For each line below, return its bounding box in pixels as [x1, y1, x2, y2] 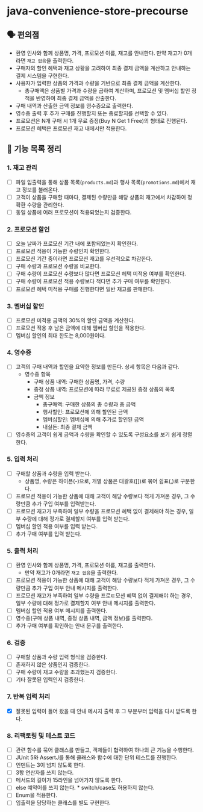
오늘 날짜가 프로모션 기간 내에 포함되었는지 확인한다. [15, 240, 138, 248]
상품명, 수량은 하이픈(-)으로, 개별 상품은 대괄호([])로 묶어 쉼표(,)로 [24, 477, 180, 484]
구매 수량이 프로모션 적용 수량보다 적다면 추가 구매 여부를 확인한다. [15, 278, 172, 285]
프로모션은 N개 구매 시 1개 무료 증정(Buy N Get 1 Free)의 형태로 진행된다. [15, 117, 187, 124]
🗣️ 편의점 [7, 30, 40, 40]
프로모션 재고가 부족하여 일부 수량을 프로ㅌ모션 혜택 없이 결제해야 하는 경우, [15, 592, 193, 599]
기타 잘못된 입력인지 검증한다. [15, 676, 86, 683]
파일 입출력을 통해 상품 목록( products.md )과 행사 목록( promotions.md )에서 [15, 178, 190, 186]
